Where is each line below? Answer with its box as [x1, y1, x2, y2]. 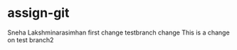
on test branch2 [7, 35, 54, 44]
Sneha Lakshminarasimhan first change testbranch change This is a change [7, 28, 230, 37]
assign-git [7, 5, 70, 21]
